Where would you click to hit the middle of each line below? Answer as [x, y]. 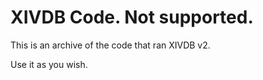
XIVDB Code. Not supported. [132, 17]
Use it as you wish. [49, 64]
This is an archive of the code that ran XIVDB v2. [110, 45]
